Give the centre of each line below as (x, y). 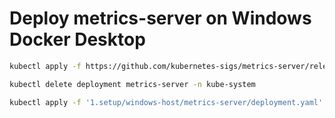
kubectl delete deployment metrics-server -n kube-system (132, 84)
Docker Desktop (77, 39)
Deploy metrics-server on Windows (160, 18)
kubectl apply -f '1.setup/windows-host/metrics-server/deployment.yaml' (166, 102)
